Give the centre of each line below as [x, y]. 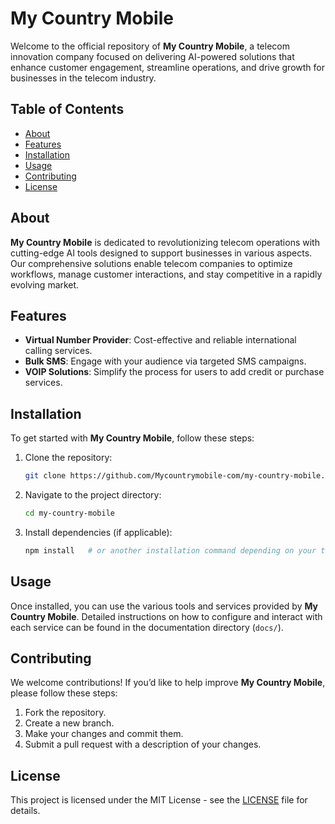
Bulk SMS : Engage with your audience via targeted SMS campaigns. [165, 361]
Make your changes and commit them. [104, 734]
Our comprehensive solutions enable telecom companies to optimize [151, 263]
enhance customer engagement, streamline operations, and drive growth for [167, 67]
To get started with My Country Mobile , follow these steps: [132, 438]
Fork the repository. [65, 713]
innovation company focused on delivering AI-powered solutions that [152, 56]
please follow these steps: [64, 693]
